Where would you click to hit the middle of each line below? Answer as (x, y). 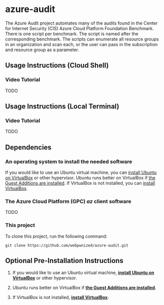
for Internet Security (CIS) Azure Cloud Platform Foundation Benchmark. (79, 28)
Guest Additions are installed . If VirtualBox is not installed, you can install (80, 183)
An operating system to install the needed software (69, 161)
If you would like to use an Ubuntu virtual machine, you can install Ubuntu (81, 172)
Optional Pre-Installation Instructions (64, 261)
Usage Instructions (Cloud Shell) (57, 65)
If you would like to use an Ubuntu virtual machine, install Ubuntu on (83, 273)
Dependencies (28, 147)
